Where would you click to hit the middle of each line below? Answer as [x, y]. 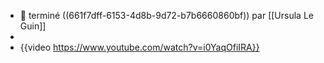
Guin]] [33, 26]
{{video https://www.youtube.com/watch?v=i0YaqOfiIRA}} [139, 47]
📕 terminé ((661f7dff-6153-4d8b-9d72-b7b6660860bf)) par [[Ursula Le [166, 15]
